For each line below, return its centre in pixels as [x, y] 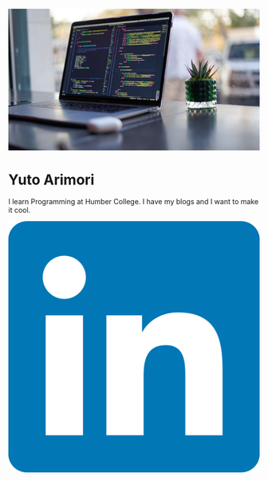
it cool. [20, 210]
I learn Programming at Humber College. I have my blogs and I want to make [134, 202]
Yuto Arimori [51, 179]
